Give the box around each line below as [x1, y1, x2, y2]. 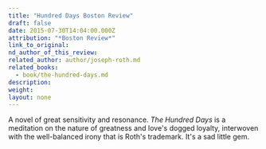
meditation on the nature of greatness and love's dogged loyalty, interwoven [8, 124, 259, 133]
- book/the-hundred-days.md [15, 71, 109, 79]
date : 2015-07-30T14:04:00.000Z [8, 26, 115, 34]
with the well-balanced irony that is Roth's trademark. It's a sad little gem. [8, 132, 250, 142]
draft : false [8, 19, 52, 27]
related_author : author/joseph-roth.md [8, 57, 141, 65]
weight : [8, 85, 34, 94]
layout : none [8, 93, 52, 101]
